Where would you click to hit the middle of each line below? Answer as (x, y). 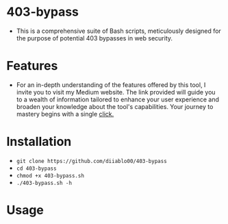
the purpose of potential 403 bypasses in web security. (94, 38)
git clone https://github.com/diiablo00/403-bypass (91, 161)
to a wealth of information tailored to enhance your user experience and (118, 99)
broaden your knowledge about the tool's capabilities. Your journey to (115, 106)
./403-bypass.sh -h (44, 183)
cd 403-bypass (36, 169)
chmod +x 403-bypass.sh (50, 175)
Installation (39, 142)
